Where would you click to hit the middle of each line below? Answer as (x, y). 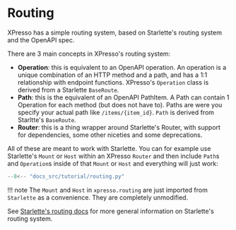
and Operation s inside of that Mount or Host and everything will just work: (113, 163)
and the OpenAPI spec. (41, 40)
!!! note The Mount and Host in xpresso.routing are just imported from (108, 190)
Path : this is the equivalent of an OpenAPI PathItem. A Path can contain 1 (123, 97)
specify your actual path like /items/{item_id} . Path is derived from (116, 112)
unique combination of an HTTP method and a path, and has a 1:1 (112, 75)
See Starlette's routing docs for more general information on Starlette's (111, 211)
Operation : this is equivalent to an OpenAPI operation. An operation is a (122, 67)
